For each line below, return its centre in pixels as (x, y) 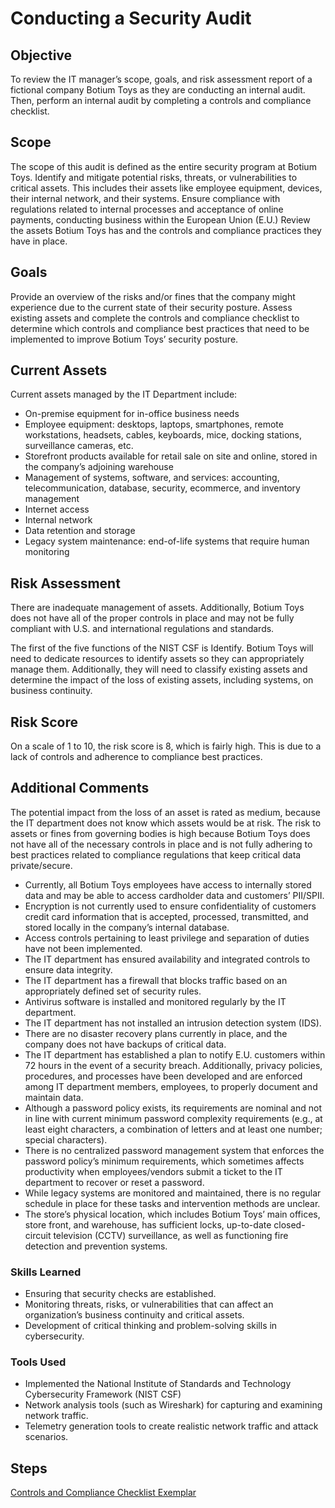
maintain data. (54, 1097)
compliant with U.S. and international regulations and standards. (142, 629)
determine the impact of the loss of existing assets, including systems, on (162, 680)
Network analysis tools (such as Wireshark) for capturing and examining (173, 1405)
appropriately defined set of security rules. (113, 991)
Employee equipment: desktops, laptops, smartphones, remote (154, 424)
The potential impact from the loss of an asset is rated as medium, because (165, 812)
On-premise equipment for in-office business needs (132, 414)
